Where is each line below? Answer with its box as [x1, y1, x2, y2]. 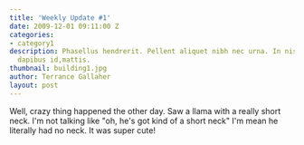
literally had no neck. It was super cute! [9, 124, 157, 136]
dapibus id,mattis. [17, 55, 91, 64]
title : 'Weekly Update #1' [9, 13, 111, 23]
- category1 [9, 38, 54, 48]
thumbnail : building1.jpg [9, 64, 107, 73]
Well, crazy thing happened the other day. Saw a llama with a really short [9, 105, 281, 116]
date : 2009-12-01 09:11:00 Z [9, 22, 119, 31]
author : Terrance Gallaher [9, 72, 111, 82]
